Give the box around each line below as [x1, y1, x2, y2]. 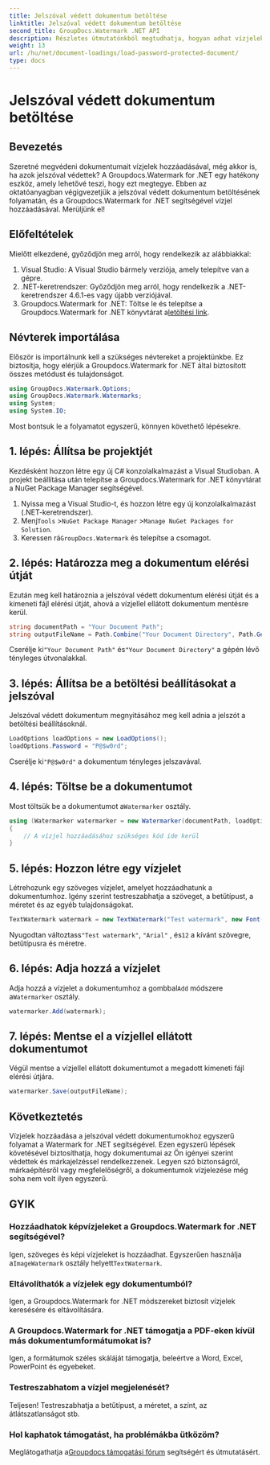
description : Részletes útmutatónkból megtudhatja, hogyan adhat [9, 34, 232, 43]
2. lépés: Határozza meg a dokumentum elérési [9, 556, 249, 570]
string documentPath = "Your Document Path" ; [9, 622, 163, 631]
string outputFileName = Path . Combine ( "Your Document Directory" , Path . [9, 630, 257, 638]
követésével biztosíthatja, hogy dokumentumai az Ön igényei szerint [9, 1148, 234, 1158]
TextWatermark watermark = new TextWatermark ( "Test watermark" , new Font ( [9, 916, 264, 924]
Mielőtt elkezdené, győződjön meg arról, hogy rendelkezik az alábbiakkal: [9, 248, 252, 258]
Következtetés [9, 1110, 83, 1123]
